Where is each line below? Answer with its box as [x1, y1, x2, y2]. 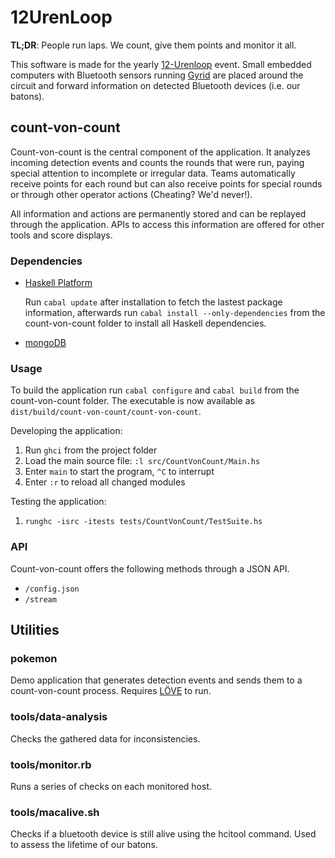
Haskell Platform [24, 277, 93, 289]
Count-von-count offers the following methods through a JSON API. [10, 562, 290, 575]
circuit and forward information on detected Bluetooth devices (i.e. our [10, 79, 301, 91]
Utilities [10, 622, 60, 639]
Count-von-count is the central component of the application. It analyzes [10, 146, 311, 158]
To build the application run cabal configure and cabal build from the [10, 384, 300, 396]
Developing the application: [10, 425, 123, 437]
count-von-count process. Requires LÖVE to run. [10, 685, 212, 697]
